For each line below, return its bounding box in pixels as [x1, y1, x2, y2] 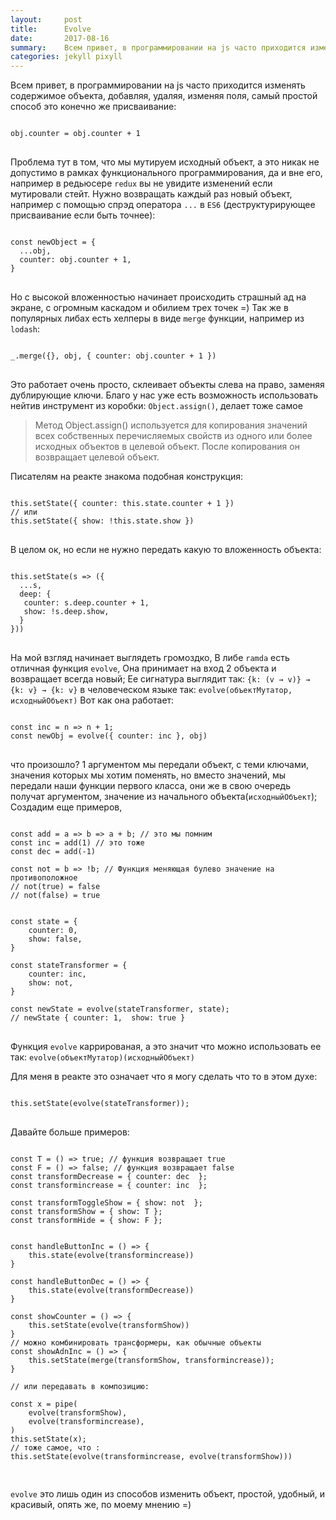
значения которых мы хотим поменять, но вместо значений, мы [10, 769, 287, 781]
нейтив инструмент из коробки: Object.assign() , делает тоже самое [10, 400, 303, 412]
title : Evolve [10, 24, 92, 34]
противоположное [10, 873, 78, 883]
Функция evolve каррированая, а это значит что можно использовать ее [10, 1041, 322, 1053]
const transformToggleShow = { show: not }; [10, 1198, 203, 1208]
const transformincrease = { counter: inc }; [10, 1181, 208, 1191]
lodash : [10, 323, 40, 335]
